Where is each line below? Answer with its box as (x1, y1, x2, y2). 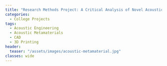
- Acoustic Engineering (9, 26, 59, 31)
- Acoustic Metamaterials (9, 30, 64, 35)
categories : (5, 12, 30, 17)
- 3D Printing (9, 40, 39, 45)
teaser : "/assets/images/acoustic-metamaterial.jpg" (9, 49, 121, 54)
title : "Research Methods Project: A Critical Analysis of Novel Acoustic (5, 7, 164, 12)
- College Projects (9, 16, 50, 21)
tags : (5, 21, 16, 26)
